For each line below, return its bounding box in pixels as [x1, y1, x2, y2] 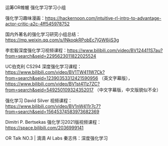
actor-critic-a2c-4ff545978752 [5, 21, 70, 27]
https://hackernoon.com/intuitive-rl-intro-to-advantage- [45, 15, 161, 21]
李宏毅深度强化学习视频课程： [5, 47, 67, 53]
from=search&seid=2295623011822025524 [5, 53, 97, 59]
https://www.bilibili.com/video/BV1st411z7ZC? [5, 81, 100, 87]
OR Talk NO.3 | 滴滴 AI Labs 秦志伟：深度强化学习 [5, 135, 108, 141]
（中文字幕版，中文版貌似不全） [94, 87, 161, 92]
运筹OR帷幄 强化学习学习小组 [5, 5, 66, 10]
